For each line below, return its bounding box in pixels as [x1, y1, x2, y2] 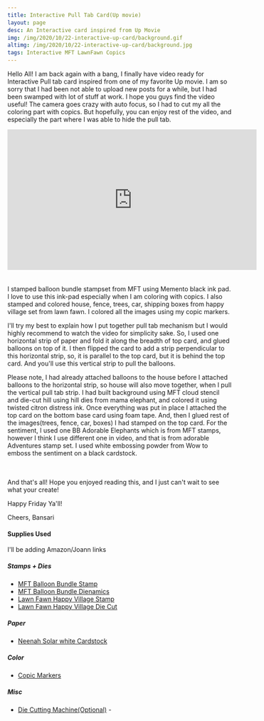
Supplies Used [7, 529, 51, 538]
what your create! [7, 485, 59, 494]
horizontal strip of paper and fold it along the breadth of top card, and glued [7, 336, 230, 345]
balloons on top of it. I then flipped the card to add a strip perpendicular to [7, 344, 225, 353]
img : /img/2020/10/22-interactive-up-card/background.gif [7, 34, 183, 41]
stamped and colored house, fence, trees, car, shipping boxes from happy [7, 300, 224, 308]
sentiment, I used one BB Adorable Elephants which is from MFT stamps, [7, 426, 221, 435]
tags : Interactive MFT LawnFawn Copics [7, 49, 126, 56]
